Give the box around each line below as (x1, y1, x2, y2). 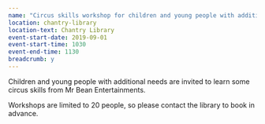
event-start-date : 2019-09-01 (8, 33, 108, 42)
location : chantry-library (8, 19, 97, 27)
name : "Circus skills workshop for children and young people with (8, 11, 235, 20)
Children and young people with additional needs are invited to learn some (8, 76, 250, 86)
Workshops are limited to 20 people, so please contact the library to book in (8, 100, 255, 110)
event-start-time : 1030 (8, 41, 87, 49)
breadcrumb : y (8, 56, 55, 64)
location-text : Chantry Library (8, 26, 114, 34)
